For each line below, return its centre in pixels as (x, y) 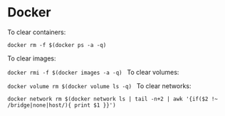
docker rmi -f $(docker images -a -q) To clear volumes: (93, 72)
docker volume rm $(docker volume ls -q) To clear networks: (99, 85)
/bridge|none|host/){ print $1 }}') (62, 105)
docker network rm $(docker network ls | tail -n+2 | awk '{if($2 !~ (113, 99)
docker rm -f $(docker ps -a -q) (57, 45)
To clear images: (32, 58)
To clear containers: (37, 32)
